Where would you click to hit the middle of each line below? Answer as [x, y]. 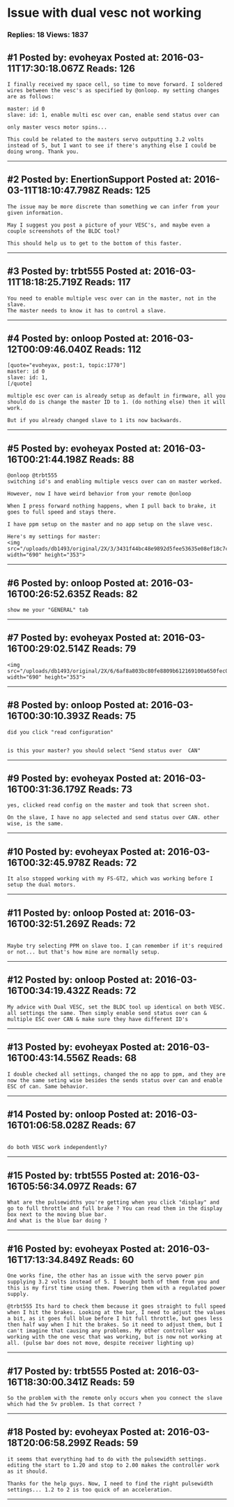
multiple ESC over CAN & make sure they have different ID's [98, 1019]
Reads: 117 [108, 282]
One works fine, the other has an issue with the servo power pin [106, 1276]
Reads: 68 [114, 1058]
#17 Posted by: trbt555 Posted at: [81, 1371]
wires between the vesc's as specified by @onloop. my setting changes [113, 90]
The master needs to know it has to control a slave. [87, 310]
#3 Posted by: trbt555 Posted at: [79, 272]
